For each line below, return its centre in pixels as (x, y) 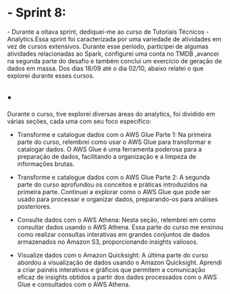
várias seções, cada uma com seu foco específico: (79, 121)
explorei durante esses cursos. (51, 75)
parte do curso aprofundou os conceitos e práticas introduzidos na (112, 185)
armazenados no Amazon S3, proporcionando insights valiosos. (107, 242)
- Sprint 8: (37, 13)
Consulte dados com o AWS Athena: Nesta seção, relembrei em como (116, 220)
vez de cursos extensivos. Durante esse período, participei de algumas (108, 46)
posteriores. (34, 206)
